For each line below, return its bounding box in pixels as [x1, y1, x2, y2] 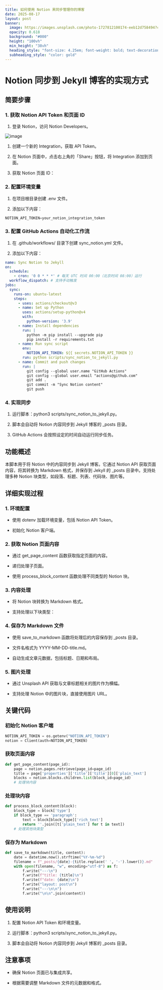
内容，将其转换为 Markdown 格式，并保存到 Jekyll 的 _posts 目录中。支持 [5, 467, 152, 473]
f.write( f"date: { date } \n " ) [22, 878, 79, 882]
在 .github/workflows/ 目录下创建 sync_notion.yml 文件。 [12, 240, 126, 246]
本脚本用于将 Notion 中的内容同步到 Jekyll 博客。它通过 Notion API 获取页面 [5, 461, 156, 467]
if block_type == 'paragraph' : [14, 813, 77, 818]
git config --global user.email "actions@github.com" [26, 373, 138, 378]
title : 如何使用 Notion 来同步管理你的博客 [5, 7, 85, 12]
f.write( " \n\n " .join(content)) [22, 891, 86, 896]
